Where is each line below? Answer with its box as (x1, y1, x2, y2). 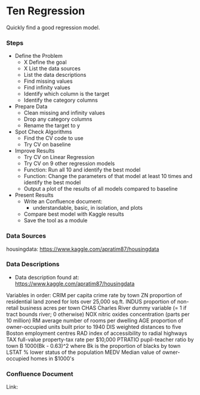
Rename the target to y (23, 122, 81, 129)
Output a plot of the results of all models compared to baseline (23, 185, 178, 192)
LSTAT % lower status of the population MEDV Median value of (6, 349, 161, 356)
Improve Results (14, 147, 55, 154)
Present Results (14, 192, 54, 199)
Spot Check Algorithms (14, 128, 72, 135)
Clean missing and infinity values (23, 109, 106, 117)
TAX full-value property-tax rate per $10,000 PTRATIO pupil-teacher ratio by (6, 335, 194, 343)
